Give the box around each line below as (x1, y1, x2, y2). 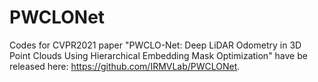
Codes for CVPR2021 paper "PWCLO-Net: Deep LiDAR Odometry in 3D (9, 39, 302, 51)
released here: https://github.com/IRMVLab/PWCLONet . (9, 60, 241, 72)
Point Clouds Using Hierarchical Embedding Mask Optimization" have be (9, 49, 308, 61)
